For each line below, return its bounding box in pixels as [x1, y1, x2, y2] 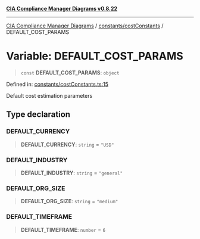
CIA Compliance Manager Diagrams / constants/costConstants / [6, 22, 164, 29]
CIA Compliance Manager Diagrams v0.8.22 [6, 5, 118, 12]
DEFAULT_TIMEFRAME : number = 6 [20, 226, 106, 233]
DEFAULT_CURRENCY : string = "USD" [20, 141, 114, 148]
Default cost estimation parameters [6, 92, 93, 99]
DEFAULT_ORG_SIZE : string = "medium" [20, 198, 118, 205]
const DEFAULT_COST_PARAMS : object [20, 69, 120, 76]
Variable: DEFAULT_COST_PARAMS [6, 49, 183, 63]
